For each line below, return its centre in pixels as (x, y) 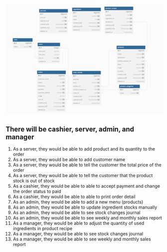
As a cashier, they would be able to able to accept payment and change (86, 186)
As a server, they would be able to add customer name (69, 160)
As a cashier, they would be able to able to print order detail (74, 197)
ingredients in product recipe (43, 229)
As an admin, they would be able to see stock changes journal (77, 213)
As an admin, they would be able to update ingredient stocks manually (85, 207)
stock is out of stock (34, 181)
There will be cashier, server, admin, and (70, 129)
